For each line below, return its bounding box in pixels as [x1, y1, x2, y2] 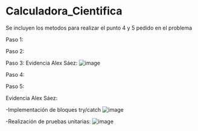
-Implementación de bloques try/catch [5, 106, 101, 113]
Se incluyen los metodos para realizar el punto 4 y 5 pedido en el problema [5, 24, 193, 31]
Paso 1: [5, 36, 24, 43]
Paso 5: [5, 83, 25, 90]
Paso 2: [5, 47, 25, 55]
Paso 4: [5, 71, 25, 78]
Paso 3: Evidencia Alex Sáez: [5, 59, 78, 66]
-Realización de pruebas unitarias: [5, 118, 91, 125]
